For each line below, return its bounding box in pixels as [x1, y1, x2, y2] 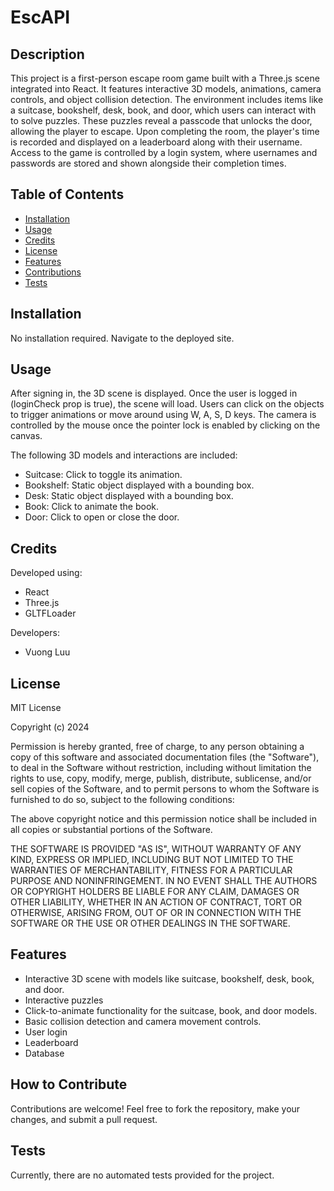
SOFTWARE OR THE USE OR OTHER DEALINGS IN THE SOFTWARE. [10, 917, 291, 930]
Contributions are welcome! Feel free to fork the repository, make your [10, 1102, 301, 1115]
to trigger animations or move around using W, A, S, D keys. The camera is [10, 409, 317, 421]
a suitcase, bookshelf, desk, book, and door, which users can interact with [10, 104, 317, 116]
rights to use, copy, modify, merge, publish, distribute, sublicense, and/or [10, 772, 312, 785]
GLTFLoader [24, 607, 77, 620]
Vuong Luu [24, 646, 71, 658]
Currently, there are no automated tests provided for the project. [10, 1169, 275, 1181]
